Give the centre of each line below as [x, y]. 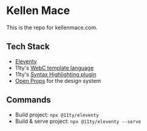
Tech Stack [28, 47]
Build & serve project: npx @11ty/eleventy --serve [78, 121]
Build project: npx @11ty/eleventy [57, 115]
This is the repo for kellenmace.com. [52, 27]
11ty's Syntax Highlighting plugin [56, 74]
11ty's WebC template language [54, 68]
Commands [29, 100]
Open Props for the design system [58, 80]
